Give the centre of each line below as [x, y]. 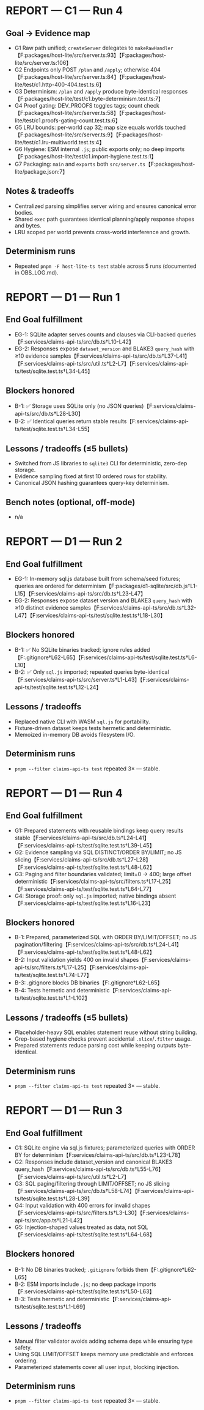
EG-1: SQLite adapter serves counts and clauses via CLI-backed [95, 334]
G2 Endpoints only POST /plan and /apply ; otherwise [82, 70]
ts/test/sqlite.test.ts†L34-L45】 [54, 371]
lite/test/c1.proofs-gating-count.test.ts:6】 [67, 120]
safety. [23, 1347]
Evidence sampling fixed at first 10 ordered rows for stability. [91, 476]
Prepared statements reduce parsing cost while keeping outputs [95, 1046]
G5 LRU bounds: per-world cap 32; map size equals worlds [89, 127]
